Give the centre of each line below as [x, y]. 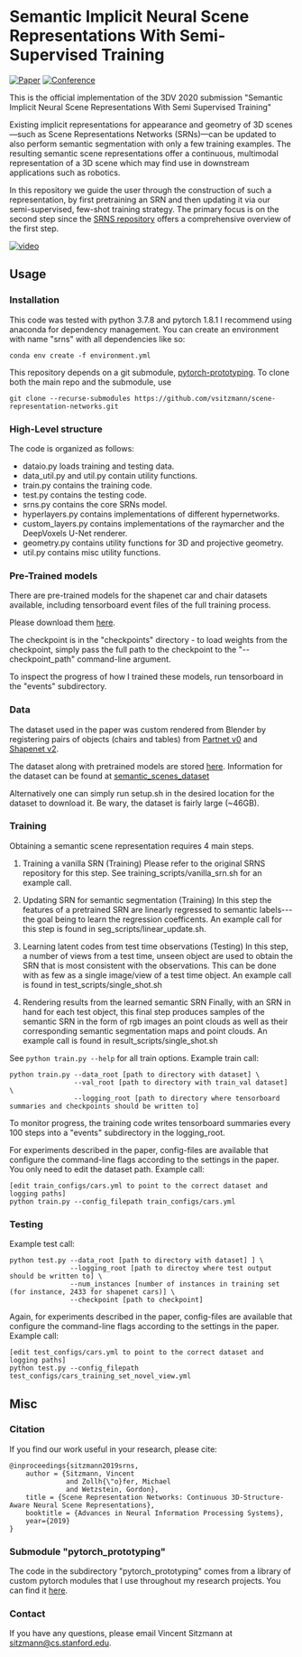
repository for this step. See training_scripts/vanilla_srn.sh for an [142, 872]
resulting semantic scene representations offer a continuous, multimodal [144, 153]
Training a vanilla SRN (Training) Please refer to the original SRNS [144, 863]
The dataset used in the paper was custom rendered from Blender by [138, 730]
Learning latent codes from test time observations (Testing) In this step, [155, 946]
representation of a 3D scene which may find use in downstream [129, 163]
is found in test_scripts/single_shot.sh [92, 984]
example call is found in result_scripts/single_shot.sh [120, 1040]
